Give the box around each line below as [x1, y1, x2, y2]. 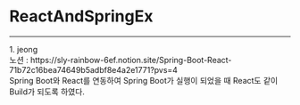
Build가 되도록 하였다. [9, 86, 85, 97]
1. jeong [9, 44, 38, 54]
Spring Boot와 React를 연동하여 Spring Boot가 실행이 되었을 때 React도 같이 [9, 75, 279, 85]
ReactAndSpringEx [9, 6, 154, 27]
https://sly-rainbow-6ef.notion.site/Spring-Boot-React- [29, 54, 232, 65]
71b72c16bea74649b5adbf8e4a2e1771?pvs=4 [9, 64, 179, 75]
